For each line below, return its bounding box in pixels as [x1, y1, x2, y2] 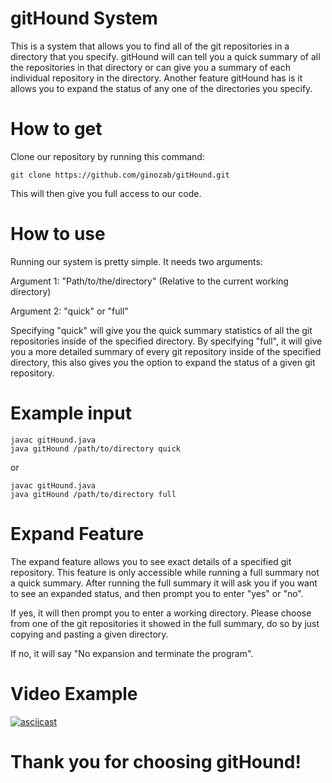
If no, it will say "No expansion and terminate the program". [10, 647, 254, 659]
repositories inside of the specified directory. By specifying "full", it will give [10, 335, 323, 347]
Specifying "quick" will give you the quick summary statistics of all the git [10, 324, 313, 336]
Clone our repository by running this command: [10, 150, 205, 162]
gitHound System [10, 7, 158, 30]
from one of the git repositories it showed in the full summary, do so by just [10, 617, 320, 629]
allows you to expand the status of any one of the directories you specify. [10, 82, 313, 94]
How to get [10, 118, 103, 141]
